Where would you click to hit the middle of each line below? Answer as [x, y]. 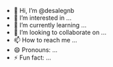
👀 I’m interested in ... [42, 18]
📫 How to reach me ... [45, 40]
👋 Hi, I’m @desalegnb [44, 11]
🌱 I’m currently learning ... [50, 25]
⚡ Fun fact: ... [32, 57]
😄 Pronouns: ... [36, 50]
